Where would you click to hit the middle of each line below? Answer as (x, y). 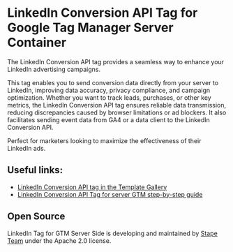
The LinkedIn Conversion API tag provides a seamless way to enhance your (116, 61)
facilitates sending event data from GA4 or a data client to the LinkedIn (109, 119)
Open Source (36, 217)
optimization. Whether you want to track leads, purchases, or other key (109, 97)
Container (37, 43)
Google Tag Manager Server (90, 28)
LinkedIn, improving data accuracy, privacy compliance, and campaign (109, 90)
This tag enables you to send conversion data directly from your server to (113, 82)
